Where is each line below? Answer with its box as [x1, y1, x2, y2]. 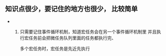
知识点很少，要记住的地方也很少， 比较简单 [5, 4, 138, 13]
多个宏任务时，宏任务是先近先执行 [19, 45, 90, 51]
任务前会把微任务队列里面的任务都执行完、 [28, 34, 116, 41]
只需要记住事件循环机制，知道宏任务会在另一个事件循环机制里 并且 [19, 28, 157, 34]
